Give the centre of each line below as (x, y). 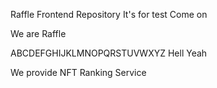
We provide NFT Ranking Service (78, 72)
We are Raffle (38, 33)
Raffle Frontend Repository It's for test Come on (109, 14)
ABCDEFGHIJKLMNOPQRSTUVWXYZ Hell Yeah (109, 53)
